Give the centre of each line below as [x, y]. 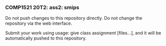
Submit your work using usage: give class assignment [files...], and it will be [83, 33]
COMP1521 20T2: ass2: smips [42, 7]
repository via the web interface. [39, 23]
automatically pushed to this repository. [46, 38]
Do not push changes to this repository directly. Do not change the [74, 18]
